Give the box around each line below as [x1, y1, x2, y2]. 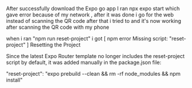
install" [6, 76, 23, 83]
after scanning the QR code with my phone [6, 23, 109, 31]
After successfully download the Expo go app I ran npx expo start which [6, 5, 180, 12]
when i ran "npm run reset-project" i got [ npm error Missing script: [6, 35, 168, 42]
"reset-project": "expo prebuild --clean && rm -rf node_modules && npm [6, 70, 181, 77]
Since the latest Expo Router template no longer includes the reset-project [6, 53, 185, 59]
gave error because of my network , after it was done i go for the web [6, 11, 174, 18]
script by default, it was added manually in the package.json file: [6, 59, 162, 66]
